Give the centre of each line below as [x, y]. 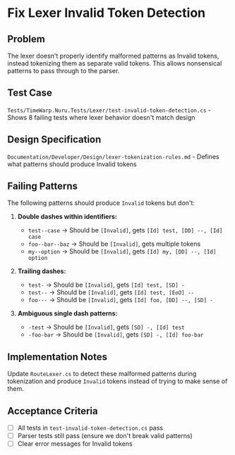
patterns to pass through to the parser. [64, 71]
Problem [26, 39]
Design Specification [54, 140]
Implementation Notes [58, 357]
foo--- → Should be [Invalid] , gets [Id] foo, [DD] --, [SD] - [121, 300]
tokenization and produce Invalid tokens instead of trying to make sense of [117, 381]
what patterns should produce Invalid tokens [72, 164]
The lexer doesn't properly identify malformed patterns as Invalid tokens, [113, 56]
